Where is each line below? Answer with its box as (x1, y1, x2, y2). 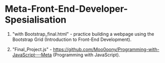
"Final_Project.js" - (12, 46, 52, 52)
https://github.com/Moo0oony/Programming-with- (53, 46, 160, 52)
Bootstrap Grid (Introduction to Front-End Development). (12, 36, 132, 43)
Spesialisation (5, 14, 67, 26)
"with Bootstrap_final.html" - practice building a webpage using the (12, 31, 154, 37)
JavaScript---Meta (12, 52, 52, 58)
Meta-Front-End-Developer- (5, 3, 128, 15)
